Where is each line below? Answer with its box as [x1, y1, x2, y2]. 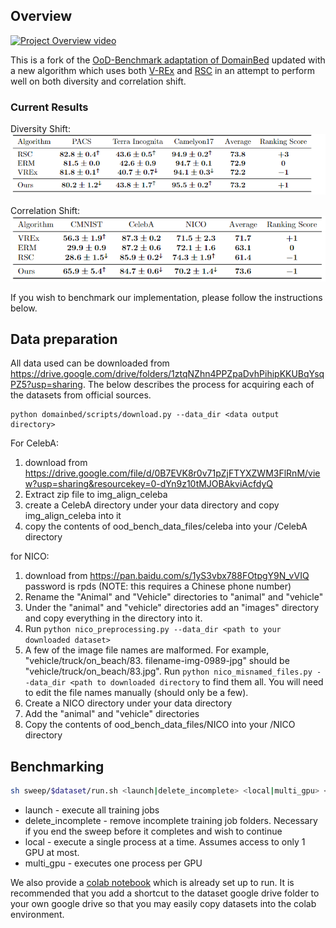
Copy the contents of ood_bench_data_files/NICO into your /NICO [24, 719, 296, 731]
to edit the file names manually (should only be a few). [24, 687, 249, 699]
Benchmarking [10, 758, 105, 775]
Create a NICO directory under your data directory [24, 697, 233, 709]
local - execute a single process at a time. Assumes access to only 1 [24, 836, 306, 848]
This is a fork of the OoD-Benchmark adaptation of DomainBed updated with [10, 54, 326, 66]
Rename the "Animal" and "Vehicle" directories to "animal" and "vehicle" [24, 591, 324, 603]
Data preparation [10, 331, 118, 348]
